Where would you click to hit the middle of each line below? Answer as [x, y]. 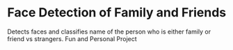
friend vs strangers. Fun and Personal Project [72, 38]
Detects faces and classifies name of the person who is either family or [109, 32]
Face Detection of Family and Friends [117, 13]
